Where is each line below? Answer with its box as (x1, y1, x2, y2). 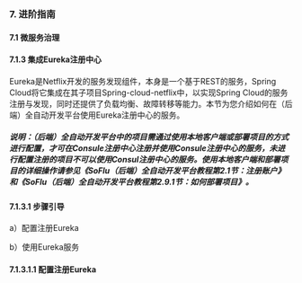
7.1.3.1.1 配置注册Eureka (9, 263, 97, 275)
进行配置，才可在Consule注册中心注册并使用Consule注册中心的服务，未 (9, 143, 278, 154)
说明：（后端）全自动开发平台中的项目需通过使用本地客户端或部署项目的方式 (9, 132, 289, 143)
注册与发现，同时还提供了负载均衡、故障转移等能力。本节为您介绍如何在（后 (9, 98, 293, 109)
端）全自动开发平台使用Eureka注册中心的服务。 (9, 110, 185, 120)
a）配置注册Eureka (9, 223, 79, 234)
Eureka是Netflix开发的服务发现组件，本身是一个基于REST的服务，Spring (9, 75, 277, 86)
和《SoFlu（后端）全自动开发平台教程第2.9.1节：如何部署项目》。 (9, 177, 253, 188)
